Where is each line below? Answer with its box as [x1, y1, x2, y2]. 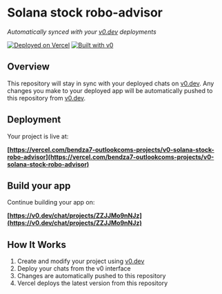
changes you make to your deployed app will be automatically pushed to [7, 86, 213, 94]
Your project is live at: [7, 132, 69, 140]
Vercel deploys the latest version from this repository [17, 279, 168, 287]
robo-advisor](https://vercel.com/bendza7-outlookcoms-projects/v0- [7, 153, 214, 161]
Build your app [7, 180, 71, 191]
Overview [7, 61, 50, 73]
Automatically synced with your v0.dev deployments [7, 28, 157, 36]
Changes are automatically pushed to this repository [17, 272, 166, 280]
